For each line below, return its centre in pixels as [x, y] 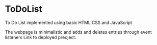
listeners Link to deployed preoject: [41, 37]
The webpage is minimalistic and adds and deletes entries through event [78, 32]
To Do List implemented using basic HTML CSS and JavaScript [69, 22]
